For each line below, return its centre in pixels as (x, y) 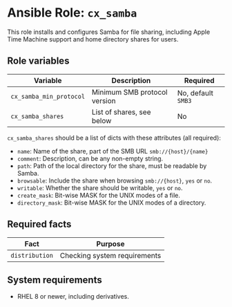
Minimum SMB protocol (129, 92)
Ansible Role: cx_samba (72, 13)
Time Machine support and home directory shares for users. (93, 39)
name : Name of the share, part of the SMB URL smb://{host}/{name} (113, 151)
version (104, 100)
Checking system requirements (110, 255)
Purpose (110, 243)
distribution (32, 255)
